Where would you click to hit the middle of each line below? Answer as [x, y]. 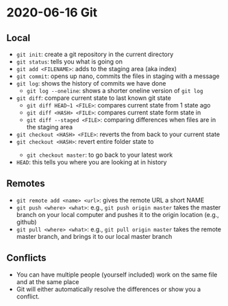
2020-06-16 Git [52, 13]
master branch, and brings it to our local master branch [94, 236]
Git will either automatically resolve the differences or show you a [109, 289]
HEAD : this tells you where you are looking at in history [91, 162]
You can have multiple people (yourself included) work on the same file [117, 275]
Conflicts [26, 258]
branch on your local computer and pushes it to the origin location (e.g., [118, 214]
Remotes [26, 184]
